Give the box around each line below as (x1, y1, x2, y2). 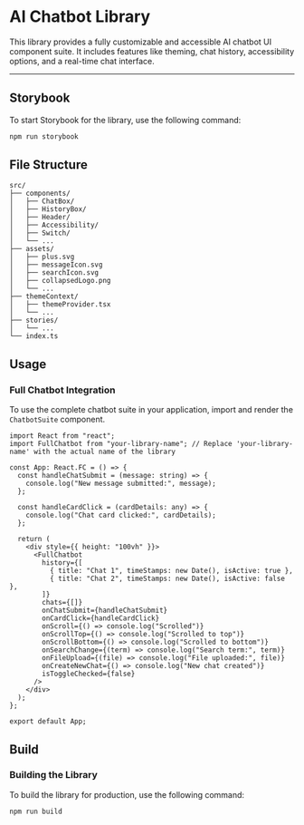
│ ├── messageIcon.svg (9, 260, 103, 269)
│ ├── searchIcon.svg (9, 268, 100, 277)
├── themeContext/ (9, 292, 79, 301)
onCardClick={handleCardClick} (42, 614, 160, 623)
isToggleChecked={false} (42, 669, 136, 679)
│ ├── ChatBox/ (9, 197, 75, 206)
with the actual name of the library (33, 447, 176, 457)
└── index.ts (9, 332, 59, 341)
